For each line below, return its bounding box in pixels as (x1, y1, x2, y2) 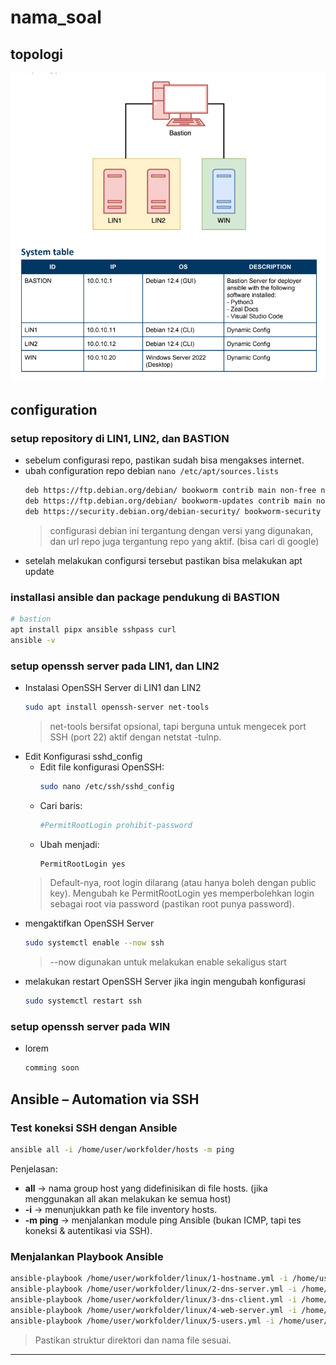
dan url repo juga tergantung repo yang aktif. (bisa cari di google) (49, 535, 320, 547)
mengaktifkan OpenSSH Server (24, 917, 155, 930)
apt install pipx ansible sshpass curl (10, 624, 177, 635)
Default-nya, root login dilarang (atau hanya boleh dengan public (49, 877, 317, 889)
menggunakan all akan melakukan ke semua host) (24, 1192, 232, 1205)
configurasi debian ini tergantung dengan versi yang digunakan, (49, 524, 313, 536)
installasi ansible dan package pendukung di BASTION (10, 590, 280, 604)
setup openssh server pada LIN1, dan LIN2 (10, 659, 220, 673)
